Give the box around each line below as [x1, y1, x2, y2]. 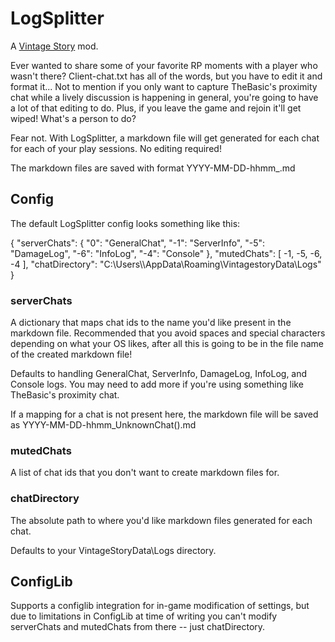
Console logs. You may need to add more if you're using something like [10, 378, 304, 391]
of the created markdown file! [10, 348, 133, 361]
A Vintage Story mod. [10, 40, 99, 52]
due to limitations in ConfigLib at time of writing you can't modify [10, 610, 278, 622]
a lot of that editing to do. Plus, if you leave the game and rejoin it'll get [10, 102, 302, 114]
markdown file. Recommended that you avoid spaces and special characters [10, 327, 326, 339]
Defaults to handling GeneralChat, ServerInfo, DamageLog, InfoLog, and [10, 368, 308, 380]
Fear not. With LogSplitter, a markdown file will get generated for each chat [10, 132, 320, 144]
